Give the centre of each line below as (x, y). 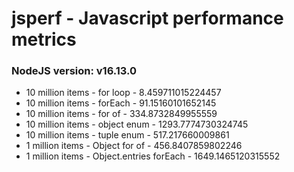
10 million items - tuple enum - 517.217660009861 (127, 135)
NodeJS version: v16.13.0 (74, 71)
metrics (44, 39)
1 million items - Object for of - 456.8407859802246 (134, 146)
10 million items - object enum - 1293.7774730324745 (137, 124)
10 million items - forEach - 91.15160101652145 (121, 103)
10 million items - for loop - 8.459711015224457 (123, 93)
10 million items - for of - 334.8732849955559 (121, 114)
